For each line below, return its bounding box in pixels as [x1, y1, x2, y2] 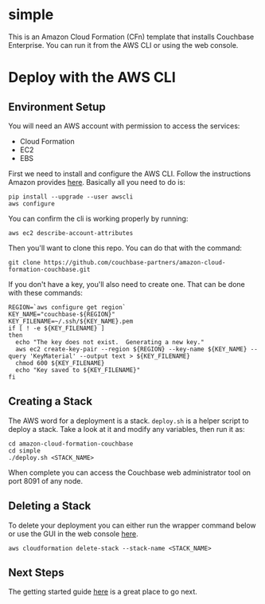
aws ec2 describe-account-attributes [8, 229, 134, 237]
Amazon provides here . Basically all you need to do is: [8, 177, 185, 186]
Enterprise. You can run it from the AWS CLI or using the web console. [8, 40, 239, 49]
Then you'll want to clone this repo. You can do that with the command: [8, 243, 243, 253]
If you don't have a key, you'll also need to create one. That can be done [8, 279, 245, 288]
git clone [8, 258, 41, 266]
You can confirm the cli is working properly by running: [8, 214, 189, 223]
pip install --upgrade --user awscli [8, 193, 134, 201]
